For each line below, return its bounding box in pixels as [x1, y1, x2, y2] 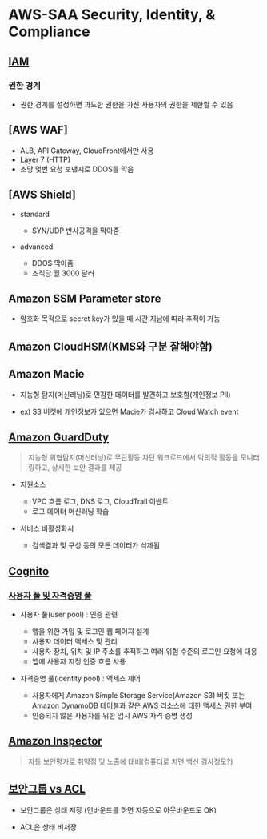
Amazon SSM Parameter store [8, 291, 161, 305]
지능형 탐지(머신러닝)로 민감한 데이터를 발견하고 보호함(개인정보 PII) [19, 390, 231, 399]
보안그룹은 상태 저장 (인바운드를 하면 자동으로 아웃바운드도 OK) [19, 805, 217, 814]
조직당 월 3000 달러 [31, 268, 94, 278]
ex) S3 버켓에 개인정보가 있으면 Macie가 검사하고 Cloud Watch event [19, 407, 239, 416]
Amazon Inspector [8, 734, 102, 748]
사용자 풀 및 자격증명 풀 [8, 590, 92, 601]
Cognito [8, 564, 50, 578]
